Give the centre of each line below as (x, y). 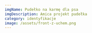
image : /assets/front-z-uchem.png (41, 23)
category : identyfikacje (30, 18)
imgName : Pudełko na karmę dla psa (42, 9)
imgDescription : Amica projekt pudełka (46, 14)
